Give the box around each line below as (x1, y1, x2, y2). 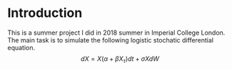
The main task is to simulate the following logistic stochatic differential (7, 35, 214, 44)
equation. (7, 43, 36, 52)
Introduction (7, 5, 83, 21)
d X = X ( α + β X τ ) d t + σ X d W (81, 54, 159, 64)
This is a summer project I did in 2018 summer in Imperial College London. (7, 28, 226, 37)
